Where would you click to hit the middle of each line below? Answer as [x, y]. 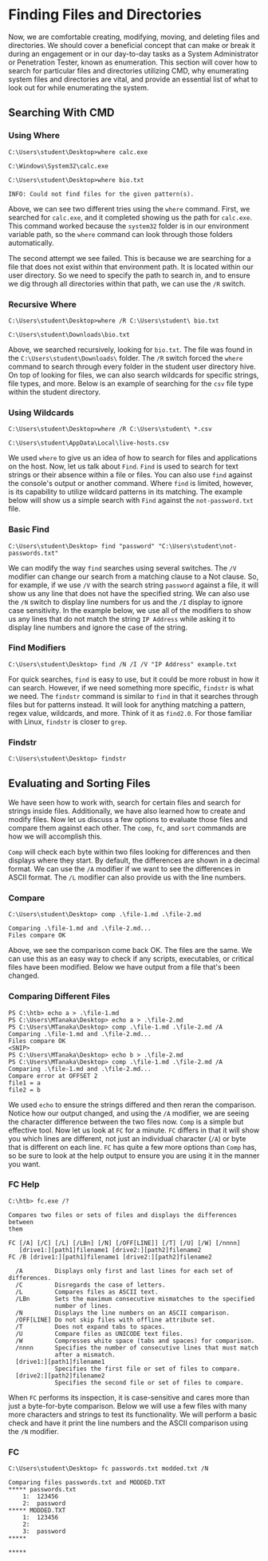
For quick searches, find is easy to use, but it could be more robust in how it [134, 679]
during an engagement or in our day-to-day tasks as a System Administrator [134, 53]
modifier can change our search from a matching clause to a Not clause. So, [134, 576]
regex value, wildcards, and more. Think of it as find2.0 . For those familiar [130, 713]
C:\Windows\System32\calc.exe [59, 166]
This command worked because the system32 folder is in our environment [129, 226]
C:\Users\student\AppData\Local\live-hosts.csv [89, 443]
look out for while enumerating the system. [79, 87]
